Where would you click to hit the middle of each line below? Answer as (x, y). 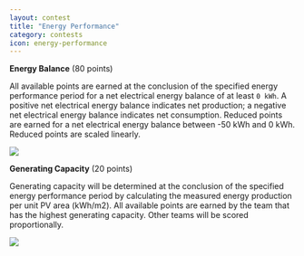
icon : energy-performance (58, 43)
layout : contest (40, 18)
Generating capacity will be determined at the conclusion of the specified (147, 186)
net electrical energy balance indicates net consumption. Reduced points (146, 115)
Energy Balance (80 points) (61, 69)
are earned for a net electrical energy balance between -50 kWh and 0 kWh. (152, 125)
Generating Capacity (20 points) (71, 169)
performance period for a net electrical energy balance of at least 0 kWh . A (148, 96)
